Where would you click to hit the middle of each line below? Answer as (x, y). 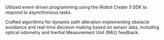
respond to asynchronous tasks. (38, 12)
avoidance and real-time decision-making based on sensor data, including (82, 27)
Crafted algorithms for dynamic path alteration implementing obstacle (77, 22)
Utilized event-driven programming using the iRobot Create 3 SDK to (76, 7)
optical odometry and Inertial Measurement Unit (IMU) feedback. (72, 32)
